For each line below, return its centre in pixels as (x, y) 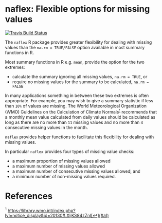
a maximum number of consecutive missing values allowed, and (76, 171)
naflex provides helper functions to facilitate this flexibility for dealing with (80, 137)
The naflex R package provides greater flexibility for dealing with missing (79, 42)
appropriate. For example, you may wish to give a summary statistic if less (79, 100)
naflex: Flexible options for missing (77, 9)
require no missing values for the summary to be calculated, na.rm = (81, 82)
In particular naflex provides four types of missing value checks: (70, 151)
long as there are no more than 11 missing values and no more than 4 (74, 122)
